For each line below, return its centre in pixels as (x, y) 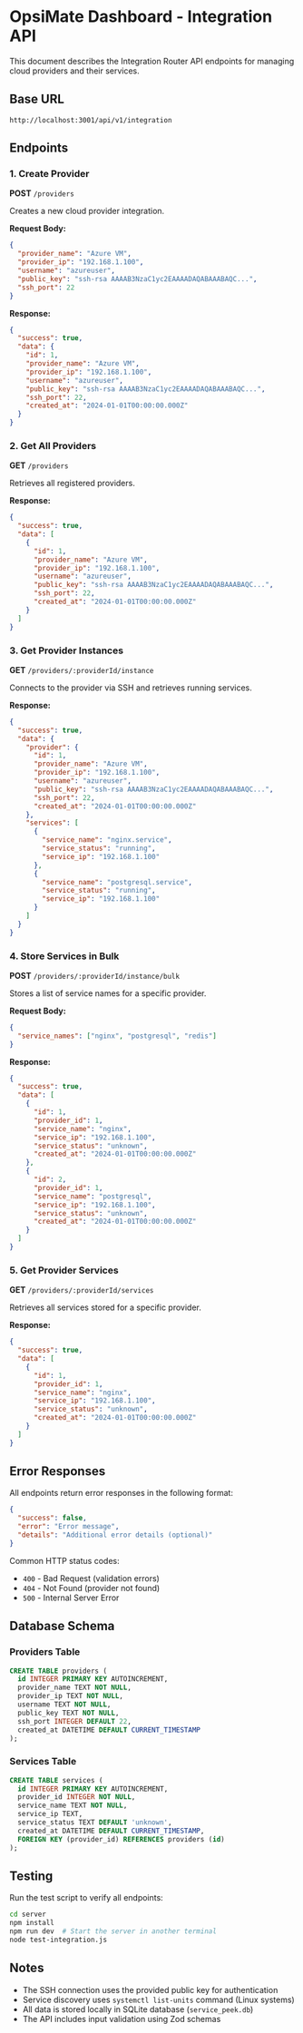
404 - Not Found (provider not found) (91, 1588)
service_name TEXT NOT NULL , (73, 1806)
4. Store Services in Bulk (64, 956)
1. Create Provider (49, 174)
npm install (32, 1923)
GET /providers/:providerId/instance (82, 670)
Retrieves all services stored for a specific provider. (105, 1307)
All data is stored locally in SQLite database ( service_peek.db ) (138, 2009)
